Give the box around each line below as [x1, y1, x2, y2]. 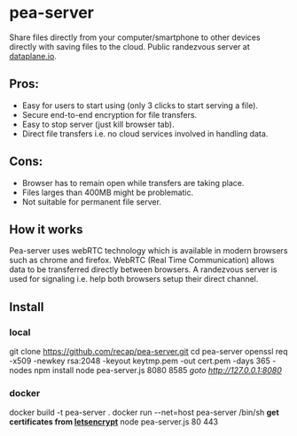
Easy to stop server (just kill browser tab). [21, 119, 175, 129]
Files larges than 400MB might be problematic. [21, 187, 194, 198]
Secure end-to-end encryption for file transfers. [21, 109, 198, 120]
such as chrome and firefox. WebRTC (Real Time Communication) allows [9, 255, 275, 266]
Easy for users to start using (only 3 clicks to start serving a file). [21, 100, 259, 111]
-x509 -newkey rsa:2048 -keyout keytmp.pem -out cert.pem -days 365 [9, 355, 270, 366]
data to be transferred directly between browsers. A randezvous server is [9, 264, 277, 275]
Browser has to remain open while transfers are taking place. [21, 177, 245, 188]
